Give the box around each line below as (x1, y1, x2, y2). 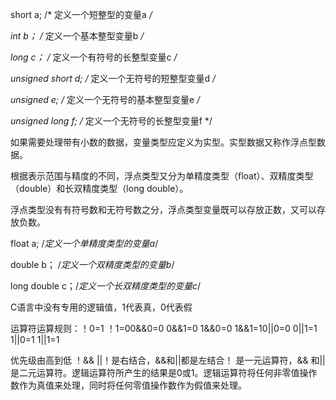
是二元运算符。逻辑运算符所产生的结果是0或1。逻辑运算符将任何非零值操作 (10, 367, 318, 378)
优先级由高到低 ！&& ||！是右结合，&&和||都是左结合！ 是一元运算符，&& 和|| (10, 354, 326, 366)
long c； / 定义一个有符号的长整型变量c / (10, 51, 178, 63)
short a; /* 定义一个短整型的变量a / (10, 9, 153, 20)
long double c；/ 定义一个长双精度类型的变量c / (10, 280, 201, 292)
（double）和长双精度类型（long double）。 (10, 183, 189, 194)
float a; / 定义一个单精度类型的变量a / (10, 238, 159, 249)
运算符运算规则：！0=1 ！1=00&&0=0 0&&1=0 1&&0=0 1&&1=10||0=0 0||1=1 (10, 323, 318, 334)
